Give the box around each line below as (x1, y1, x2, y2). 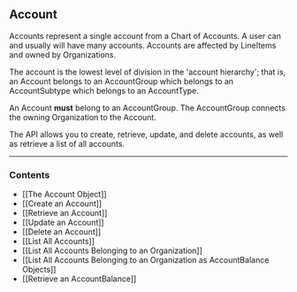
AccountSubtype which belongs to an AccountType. (9, 85, 199, 96)
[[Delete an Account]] (21, 227, 102, 237)
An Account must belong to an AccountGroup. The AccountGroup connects (9, 102, 286, 113)
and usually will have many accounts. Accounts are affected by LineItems (9, 40, 277, 50)
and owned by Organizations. (9, 49, 117, 60)
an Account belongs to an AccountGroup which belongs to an (9, 75, 234, 87)
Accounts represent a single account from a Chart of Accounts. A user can (9, 30, 281, 41)
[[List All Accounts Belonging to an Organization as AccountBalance (21, 255, 270, 265)
